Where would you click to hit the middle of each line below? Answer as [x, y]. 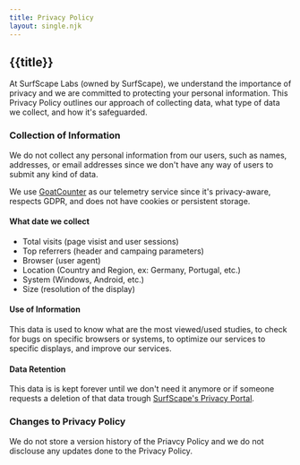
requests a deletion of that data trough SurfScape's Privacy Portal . [132, 399]
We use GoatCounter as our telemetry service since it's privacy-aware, [140, 191]
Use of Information [45, 309]
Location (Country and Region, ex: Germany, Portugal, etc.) [132, 270]
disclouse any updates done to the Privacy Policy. [101, 451]
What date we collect [49, 221]
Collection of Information [65, 135]
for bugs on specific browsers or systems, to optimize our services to [137, 339]
